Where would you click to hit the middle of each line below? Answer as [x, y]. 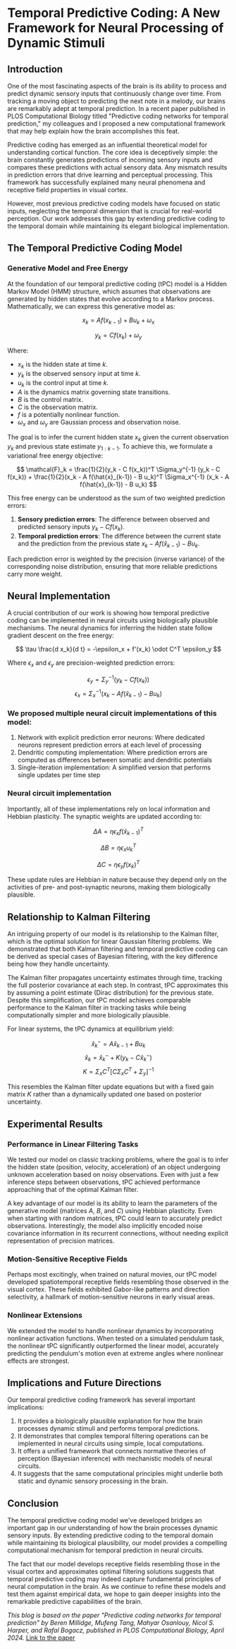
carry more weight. [35, 574]
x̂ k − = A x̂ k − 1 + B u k [118, 1044]
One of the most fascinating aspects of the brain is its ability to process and [117, 86]
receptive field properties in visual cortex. [68, 190]
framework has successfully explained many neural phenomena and [106, 182]
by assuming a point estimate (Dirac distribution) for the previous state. [111, 992]
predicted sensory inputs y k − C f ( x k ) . [71, 528]
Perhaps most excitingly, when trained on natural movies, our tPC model [112, 1275]
